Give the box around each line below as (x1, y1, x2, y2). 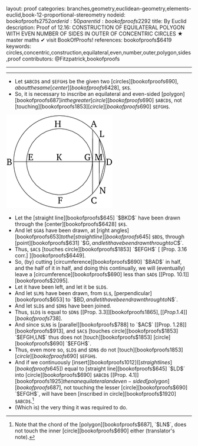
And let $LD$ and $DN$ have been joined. (14, 302, 112, 309)
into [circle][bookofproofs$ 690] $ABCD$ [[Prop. (14, 371, 128, 378)
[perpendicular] (114, 290, 152, 296)
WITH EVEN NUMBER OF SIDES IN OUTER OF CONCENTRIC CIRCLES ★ (6, 30, 183, 37)
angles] (111, 227, 130, 234)
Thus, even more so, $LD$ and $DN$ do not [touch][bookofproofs (14, 346, 170, 353)
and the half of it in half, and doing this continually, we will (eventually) (14, 264, 186, 272)
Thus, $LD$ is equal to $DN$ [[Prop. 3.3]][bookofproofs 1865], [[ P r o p (14, 309, 176, 315)
